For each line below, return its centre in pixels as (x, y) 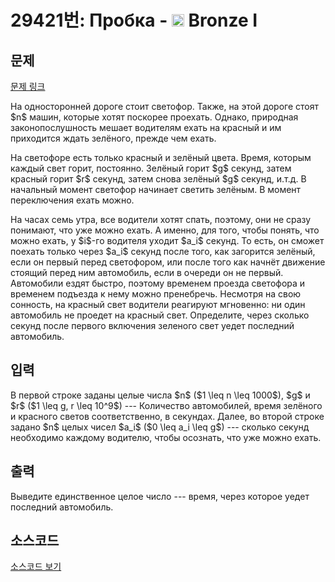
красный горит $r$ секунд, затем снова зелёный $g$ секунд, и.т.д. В (158, 179)
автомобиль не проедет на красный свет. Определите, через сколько (160, 315)
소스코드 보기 (36, 567)
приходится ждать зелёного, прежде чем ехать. (113, 138)
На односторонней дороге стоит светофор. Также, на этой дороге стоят (164, 106)
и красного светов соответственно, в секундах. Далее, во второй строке (167, 416)
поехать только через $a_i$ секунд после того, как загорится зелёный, (163, 251)
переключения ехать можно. (72, 200)
